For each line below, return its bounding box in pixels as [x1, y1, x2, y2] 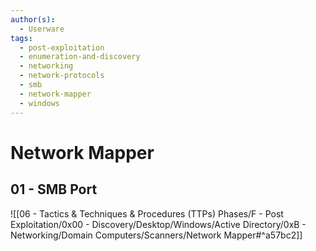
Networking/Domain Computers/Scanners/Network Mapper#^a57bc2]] [10, 229, 303, 241]
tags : [10, 33, 33, 43]
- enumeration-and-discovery [19, 52, 141, 62]
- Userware [19, 24, 65, 34]
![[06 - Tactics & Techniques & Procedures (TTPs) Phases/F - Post [10, 207, 284, 220]
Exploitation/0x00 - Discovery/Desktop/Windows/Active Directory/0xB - [10, 218, 307, 230]
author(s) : [10, 14, 56, 25]
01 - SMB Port [10, 181, 98, 198]
